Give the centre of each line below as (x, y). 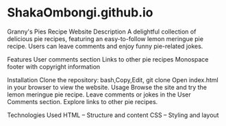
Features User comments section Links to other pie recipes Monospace (108, 59)
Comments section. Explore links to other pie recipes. (83, 101)
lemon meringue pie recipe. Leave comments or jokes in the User (99, 94)
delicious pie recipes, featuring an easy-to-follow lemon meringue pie (105, 38)
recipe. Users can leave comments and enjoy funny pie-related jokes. (105, 46)
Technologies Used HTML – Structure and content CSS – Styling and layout (113, 115)
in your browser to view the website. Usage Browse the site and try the (107, 87)
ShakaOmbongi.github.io (80, 13)
